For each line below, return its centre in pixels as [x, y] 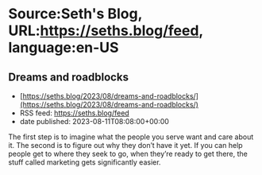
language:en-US [64, 48]
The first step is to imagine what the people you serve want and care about [131, 137]
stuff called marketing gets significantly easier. [85, 162]
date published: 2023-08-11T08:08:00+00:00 [94, 121]
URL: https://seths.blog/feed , [106, 31]
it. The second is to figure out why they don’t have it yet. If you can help [126, 145]
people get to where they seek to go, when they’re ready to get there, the [128, 154]
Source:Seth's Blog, [75, 14]
